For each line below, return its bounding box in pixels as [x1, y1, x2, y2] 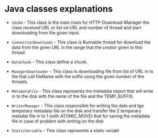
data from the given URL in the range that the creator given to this [11, 44, 143, 50]
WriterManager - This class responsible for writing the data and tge [11, 103, 144, 108]
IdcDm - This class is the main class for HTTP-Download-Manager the [11, 19, 150, 25]
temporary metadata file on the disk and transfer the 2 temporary [11, 108, 142, 114]
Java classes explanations [4, 3, 113, 15]
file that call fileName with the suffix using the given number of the [11, 73, 144, 79]
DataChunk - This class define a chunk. [11, 59, 88, 65]
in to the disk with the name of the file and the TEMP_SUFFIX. [11, 93, 134, 99]
